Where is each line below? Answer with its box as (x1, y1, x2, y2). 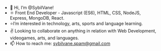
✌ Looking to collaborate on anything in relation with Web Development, (9, 28, 157, 34)
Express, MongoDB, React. (9, 15, 65, 21)
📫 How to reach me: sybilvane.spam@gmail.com (9, 41, 111, 46)
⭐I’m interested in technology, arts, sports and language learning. (9, 21, 143, 26)
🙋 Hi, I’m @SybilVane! (9, 5, 54, 10)
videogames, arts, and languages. (9, 35, 79, 41)
